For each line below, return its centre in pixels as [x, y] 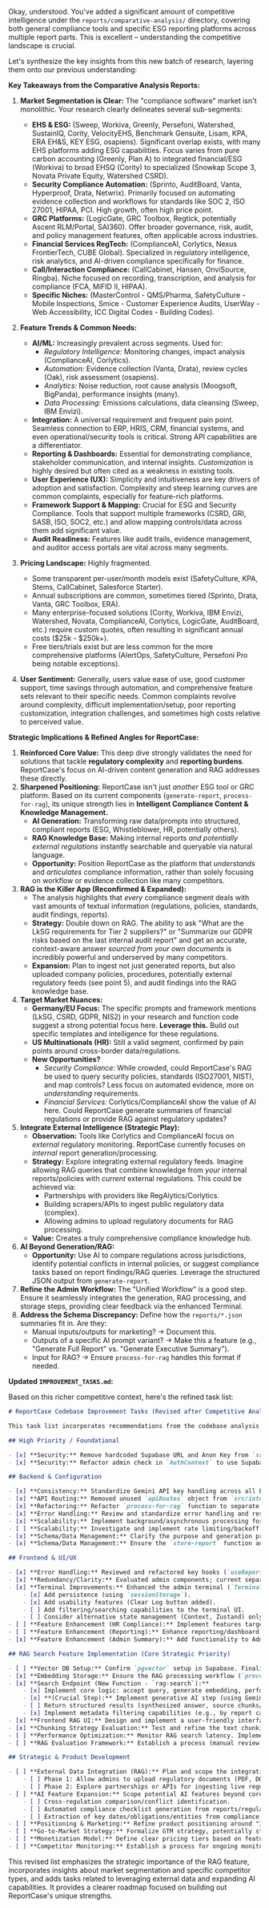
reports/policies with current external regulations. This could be [137, 1178]
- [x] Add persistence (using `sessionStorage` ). [107, 1595]
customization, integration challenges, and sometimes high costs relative [140, 713]
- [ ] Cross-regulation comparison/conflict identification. [126, 1801]
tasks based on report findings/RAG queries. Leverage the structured [146, 1272]
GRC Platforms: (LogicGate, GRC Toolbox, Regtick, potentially [134, 218]
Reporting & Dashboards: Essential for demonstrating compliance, [142, 454]
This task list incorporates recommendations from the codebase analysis [134, 1426]
